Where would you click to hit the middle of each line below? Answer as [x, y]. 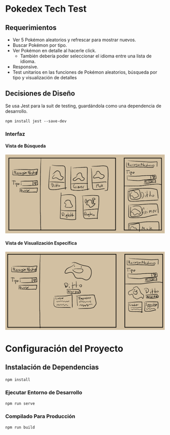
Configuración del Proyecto [64, 348]
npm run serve [20, 404]
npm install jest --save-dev [36, 121]
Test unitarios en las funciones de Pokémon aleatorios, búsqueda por [85, 72]
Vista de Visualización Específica [41, 243]
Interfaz [15, 134]
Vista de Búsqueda [26, 146]
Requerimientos [31, 28]
